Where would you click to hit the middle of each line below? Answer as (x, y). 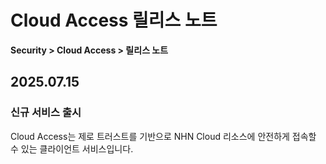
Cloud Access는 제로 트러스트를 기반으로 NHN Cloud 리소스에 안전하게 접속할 (163, 136)
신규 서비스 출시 (46, 113)
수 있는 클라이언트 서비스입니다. (72, 148)
